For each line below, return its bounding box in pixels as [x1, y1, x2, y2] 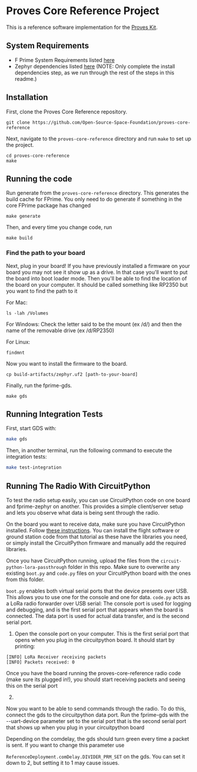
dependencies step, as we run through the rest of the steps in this [14, 69, 175, 76]
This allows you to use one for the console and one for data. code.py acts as [6, 594, 191, 601]
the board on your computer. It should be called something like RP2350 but [6, 281, 188, 288]
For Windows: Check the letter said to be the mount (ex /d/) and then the [6, 320, 182, 328]
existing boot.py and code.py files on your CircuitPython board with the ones [6, 570, 191, 577]
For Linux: [6, 338, 31, 345]
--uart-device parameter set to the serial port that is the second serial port [6, 718, 186, 725]
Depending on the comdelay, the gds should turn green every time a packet [6, 735, 189, 742]
